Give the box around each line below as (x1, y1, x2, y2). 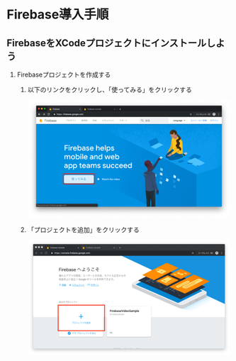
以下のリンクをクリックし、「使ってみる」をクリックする (27, 86, 192, 94)
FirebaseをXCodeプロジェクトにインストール (6, 37, 207, 49)
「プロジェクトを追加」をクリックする (27, 226, 140, 234)
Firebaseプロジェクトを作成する (16, 70, 111, 79)
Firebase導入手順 (6, 6, 109, 23)
